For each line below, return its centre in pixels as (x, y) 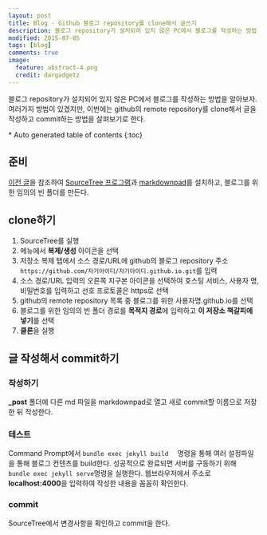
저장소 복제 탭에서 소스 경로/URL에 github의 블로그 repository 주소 (124, 261)
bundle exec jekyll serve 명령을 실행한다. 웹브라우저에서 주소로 (110, 474)
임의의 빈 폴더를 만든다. (53, 192)
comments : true (33, 53)
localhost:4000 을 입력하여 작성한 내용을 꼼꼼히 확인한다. (98, 483)
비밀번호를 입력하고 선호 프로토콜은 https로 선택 (94, 291)
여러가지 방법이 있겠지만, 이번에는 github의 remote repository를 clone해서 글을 (132, 109)
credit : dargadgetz (48, 75)
